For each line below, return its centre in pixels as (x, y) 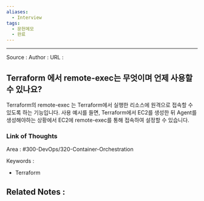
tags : (13, 23)
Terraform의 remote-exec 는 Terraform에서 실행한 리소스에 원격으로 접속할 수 (100, 105)
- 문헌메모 (23, 29)
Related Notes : (36, 192)
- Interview (27, 18)
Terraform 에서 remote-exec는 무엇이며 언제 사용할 (100, 78)
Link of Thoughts (32, 136)
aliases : (17, 12)
